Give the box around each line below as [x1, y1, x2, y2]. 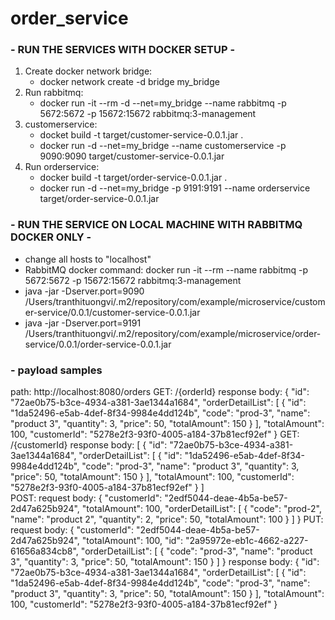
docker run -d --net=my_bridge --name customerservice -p [39, 140, 287, 152]
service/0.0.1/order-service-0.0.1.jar [24, 338, 172, 350]
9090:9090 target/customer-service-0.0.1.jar [39, 150, 225, 162]
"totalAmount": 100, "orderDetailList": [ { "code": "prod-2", [81, 503, 322, 515]
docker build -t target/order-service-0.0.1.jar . [39, 172, 228, 184]
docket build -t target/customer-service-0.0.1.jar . [39, 129, 244, 141]
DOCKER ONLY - [10, 230, 92, 244]
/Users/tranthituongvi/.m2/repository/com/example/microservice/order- [24, 327, 322, 339]
